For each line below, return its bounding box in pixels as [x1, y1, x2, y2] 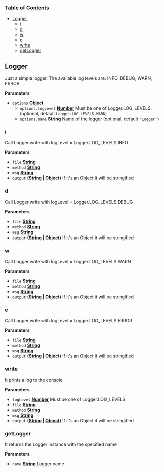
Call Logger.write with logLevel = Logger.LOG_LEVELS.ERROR [5, 318, 132, 324]
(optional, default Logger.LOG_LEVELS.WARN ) [19, 111, 107, 117]
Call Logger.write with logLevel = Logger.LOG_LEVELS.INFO [5, 140, 128, 146]
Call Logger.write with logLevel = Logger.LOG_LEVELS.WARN [5, 259, 131, 264]
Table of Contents [5, 4, 50, 11]
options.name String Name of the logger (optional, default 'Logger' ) [19, 116, 159, 122]
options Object [12, 100, 44, 106]
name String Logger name [12, 460, 65, 467]
